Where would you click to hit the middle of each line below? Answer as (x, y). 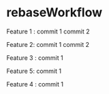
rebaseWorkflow (54, 13)
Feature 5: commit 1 (34, 71)
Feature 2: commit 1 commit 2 (48, 44)
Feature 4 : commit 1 (35, 84)
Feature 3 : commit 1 (35, 58)
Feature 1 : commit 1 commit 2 (48, 31)
